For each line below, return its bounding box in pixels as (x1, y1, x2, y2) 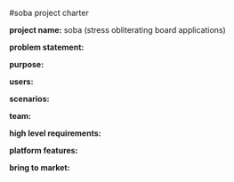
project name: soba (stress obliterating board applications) (9, 25, 227, 35)
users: (9, 76, 34, 87)
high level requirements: (9, 128, 101, 138)
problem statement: (9, 42, 85, 52)
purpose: (9, 59, 44, 69)
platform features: (9, 146, 78, 155)
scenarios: (9, 93, 50, 104)
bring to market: (9, 162, 70, 172)
